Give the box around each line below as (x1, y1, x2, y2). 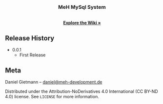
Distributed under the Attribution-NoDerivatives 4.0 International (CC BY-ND (5, 88, 158, 94)
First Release (19, 52, 46, 58)
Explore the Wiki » (63, 20, 101, 26)
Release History (5, 34, 55, 42)
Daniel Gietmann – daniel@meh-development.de (5, 79, 102, 85)
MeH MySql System (58, 3, 106, 10)
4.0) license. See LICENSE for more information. (5, 93, 99, 99)
